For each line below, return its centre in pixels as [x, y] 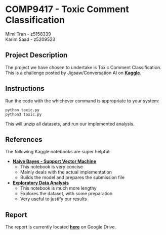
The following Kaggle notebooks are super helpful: [58, 152]
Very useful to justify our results [53, 199]
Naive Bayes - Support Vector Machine [54, 161]
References [24, 139]
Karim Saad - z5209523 [30, 39]
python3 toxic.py [24, 114]
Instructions [25, 89]
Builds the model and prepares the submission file [72, 178]
